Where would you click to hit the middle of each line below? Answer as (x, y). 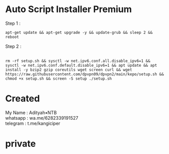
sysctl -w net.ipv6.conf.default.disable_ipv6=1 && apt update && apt (81, 65)
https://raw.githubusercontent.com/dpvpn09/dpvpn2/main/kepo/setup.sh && (85, 74)
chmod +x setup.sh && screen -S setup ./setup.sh (59, 79)
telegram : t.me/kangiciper (33, 123)
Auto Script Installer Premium (69, 9)
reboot (12, 37)
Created (23, 99)
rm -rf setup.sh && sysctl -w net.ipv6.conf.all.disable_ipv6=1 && (78, 61)
